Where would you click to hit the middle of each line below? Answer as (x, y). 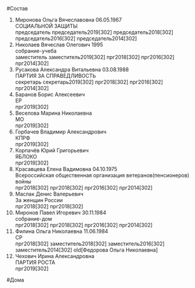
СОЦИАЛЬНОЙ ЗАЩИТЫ (46, 26)
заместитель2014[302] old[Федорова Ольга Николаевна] (86, 250)
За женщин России (39, 200)
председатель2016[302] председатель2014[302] (76, 38)
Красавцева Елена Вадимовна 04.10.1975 (66, 169)
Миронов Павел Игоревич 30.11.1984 (61, 212)
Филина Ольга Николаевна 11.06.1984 (62, 231)
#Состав (17, 8)
